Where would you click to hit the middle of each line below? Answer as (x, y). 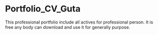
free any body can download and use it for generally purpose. (68, 27)
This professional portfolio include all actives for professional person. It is (79, 22)
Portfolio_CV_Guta (43, 9)
